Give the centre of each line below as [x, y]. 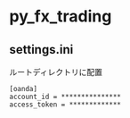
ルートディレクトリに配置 [56, 72]
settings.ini [41, 50]
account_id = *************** [65, 97]
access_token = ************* [65, 105]
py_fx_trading [61, 17]
